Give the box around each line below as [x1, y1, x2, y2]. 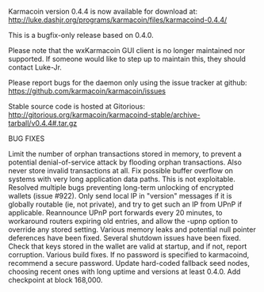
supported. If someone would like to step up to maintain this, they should [8, 55, 246, 63]
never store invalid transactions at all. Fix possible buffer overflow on [8, 166, 234, 175]
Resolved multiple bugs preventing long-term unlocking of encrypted [8, 183, 234, 192]
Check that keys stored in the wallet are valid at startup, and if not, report [8, 241, 247, 251]
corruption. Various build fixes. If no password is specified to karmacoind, [8, 250, 250, 260]
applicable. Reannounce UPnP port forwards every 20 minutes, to [8, 208, 223, 217]
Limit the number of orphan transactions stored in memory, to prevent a [8, 150, 242, 158]
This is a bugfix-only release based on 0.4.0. [8, 31, 155, 40]
